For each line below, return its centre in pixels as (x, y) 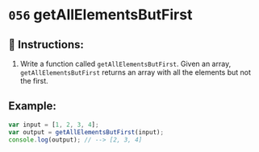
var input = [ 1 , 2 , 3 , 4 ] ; (54, 125)
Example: (32, 106)
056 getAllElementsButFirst (100, 15)
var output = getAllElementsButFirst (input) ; (86, 132)
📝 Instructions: (46, 45)
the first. (34, 81)
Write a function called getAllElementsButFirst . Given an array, (125, 64)
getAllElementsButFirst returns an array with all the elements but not (136, 72)
